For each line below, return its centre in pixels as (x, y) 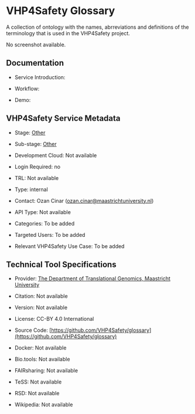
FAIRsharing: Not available (46, 371)
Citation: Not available (41, 296)
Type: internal (31, 189)
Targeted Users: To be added (50, 235)
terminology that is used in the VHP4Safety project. (68, 33)
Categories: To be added (45, 223)
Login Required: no (37, 167)
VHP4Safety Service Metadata (64, 118)
